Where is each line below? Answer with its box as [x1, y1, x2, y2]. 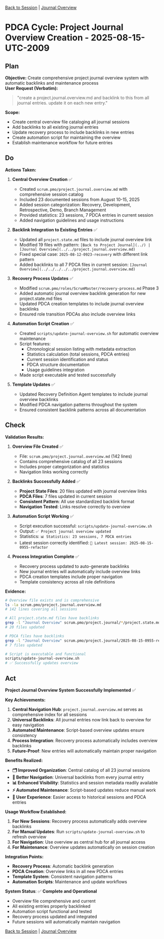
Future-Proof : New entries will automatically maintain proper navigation [12, 748, 157, 754]
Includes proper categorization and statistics [19, 464, 110, 469]
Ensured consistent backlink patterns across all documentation [19, 406, 146, 413]
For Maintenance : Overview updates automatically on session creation [12, 844, 155, 850]
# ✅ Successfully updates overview [5, 661, 79, 666]
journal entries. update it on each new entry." [17, 100, 108, 106]
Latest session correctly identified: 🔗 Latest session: [19, 539, 128, 545]
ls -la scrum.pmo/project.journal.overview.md [5, 602, 102, 607]
